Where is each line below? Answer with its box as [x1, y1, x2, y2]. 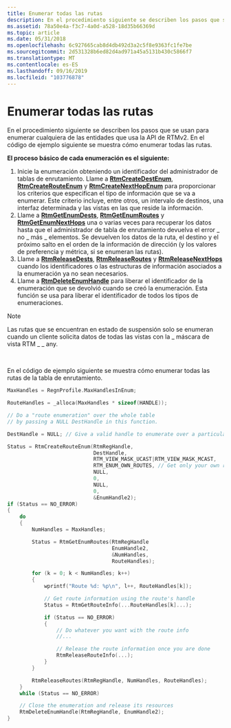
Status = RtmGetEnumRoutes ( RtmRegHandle [32, 538, 149, 545]
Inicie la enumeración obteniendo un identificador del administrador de [16, 168, 219, 176]
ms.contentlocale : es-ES [7, 61, 78, 68]
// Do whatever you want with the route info [56, 626, 189, 634]
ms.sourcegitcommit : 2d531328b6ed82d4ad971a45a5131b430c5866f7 [7, 49, 192, 56]
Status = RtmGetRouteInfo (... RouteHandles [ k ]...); [43, 602, 192, 608]
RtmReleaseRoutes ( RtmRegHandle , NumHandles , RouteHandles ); [32, 677, 208, 684]
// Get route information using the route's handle [43, 595, 195, 602]
